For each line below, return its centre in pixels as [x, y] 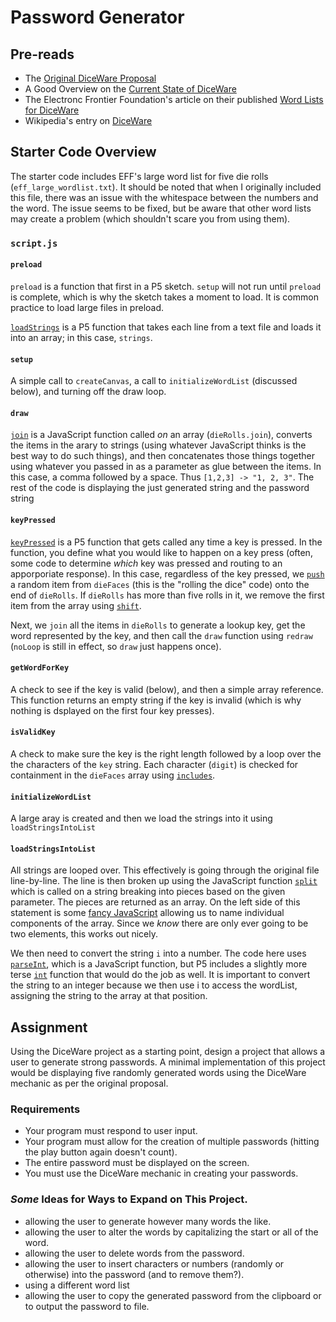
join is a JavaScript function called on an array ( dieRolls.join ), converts [161, 435]
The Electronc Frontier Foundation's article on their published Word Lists [174, 99]
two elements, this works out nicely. [84, 934]
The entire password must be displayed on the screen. [137, 1163]
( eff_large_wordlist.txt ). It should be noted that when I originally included [166, 187]
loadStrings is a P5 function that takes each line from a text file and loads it [166, 327]
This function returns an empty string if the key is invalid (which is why [156, 700]
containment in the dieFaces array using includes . [113, 775]
